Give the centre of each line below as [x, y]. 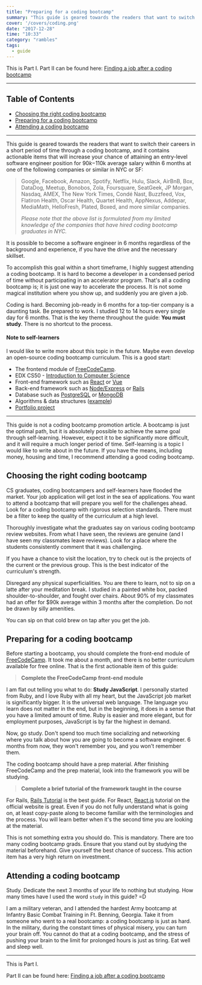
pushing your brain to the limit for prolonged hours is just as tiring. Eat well [98, 940]
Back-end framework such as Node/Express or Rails [80, 388]
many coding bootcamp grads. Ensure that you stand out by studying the [97, 844]
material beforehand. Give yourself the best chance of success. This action [99, 851]
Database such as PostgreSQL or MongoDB [69, 395]
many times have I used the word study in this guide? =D [76, 897]
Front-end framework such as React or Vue [69, 382]
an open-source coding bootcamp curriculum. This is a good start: [89, 357]
